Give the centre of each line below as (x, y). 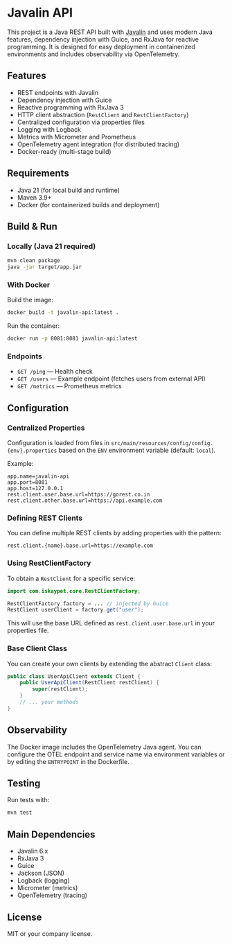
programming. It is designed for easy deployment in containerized (101, 46)
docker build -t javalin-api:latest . (63, 313)
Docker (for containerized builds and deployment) (88, 205)
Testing (24, 783)
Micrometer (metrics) (47, 888)
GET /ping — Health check (55, 372)
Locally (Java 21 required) (52, 246)
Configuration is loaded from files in (58, 443)
